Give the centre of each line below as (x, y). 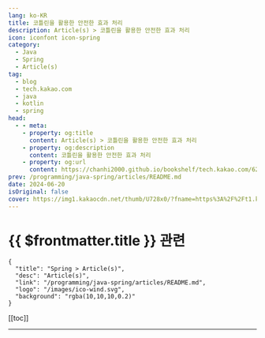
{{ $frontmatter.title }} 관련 (97, 240)
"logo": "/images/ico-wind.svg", (70, 290)
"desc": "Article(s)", (52, 276)
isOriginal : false (38, 192)
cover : (19, 199)
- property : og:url (54, 163)
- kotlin (30, 103)
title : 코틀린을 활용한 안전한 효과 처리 (65, 23)
